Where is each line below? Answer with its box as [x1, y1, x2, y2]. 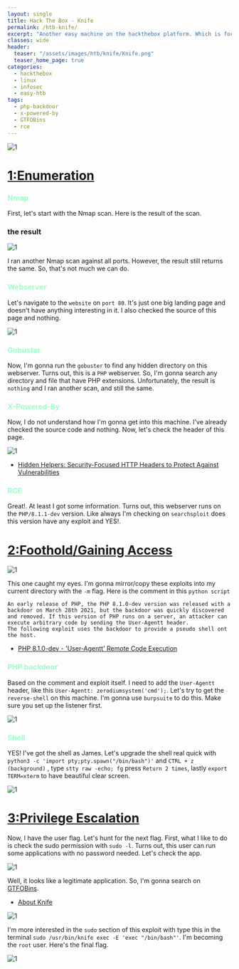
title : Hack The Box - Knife [7, 17, 94, 24]
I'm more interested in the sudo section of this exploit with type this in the [7, 925, 221, 933]
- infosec [14, 83, 43, 90]
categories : [7, 63, 43, 70]
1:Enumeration [7, 167, 95, 184]
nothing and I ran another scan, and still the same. [7, 384, 154, 392]
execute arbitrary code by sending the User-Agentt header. [7, 619, 190, 627]
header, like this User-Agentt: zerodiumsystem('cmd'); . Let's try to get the [7, 686, 225, 694]
